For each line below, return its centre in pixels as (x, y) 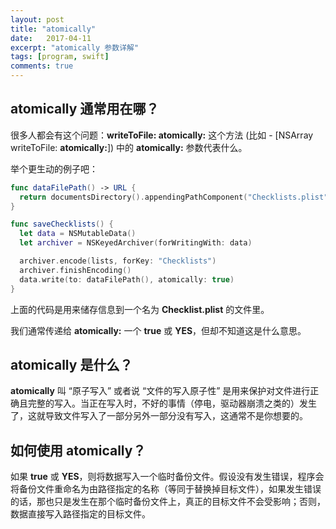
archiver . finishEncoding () (75, 270)
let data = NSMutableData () (78, 234)
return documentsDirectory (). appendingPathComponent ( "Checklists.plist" (174, 197)
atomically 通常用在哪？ (85, 109)
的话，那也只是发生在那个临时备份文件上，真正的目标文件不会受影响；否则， (168, 502)
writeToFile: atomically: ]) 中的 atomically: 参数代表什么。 (129, 147)
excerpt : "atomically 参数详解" (75, 47)
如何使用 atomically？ (78, 450)
